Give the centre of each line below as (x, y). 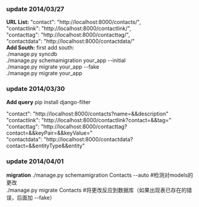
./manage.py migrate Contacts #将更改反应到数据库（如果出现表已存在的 (96, 190)
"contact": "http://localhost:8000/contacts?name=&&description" (87, 114)
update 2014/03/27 (35, 9)
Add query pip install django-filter (49, 102)
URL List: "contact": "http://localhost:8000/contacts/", (74, 22)
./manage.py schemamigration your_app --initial (66, 60)
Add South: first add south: (40, 48)
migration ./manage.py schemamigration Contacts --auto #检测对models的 (100, 175)
